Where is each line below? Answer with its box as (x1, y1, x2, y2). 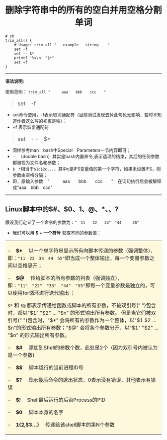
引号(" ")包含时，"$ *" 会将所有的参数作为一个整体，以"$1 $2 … (7, 317, 157, 324)
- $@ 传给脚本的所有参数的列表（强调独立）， (7, 274, 123, 281)
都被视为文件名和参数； (12, 160, 61, 166)
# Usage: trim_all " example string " (14, 42, 110, 47)
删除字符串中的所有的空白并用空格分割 (5, 5, 163, 15)
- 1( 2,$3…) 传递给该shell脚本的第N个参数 (7, 421, 115, 428)
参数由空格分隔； (12, 172, 48, 178)
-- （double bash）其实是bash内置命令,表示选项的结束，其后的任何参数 (12, 153, 160, 159)
